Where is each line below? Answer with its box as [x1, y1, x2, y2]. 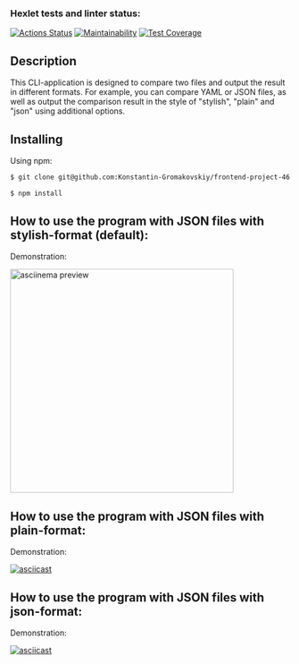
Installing [10, 132, 63, 147]
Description [10, 53, 77, 69]
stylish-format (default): [10, 227, 149, 243]
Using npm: [10, 155, 53, 166]
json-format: [10, 603, 83, 619]
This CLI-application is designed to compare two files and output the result [10, 77, 286, 88]
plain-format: [10, 523, 87, 538]
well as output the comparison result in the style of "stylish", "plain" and [10, 97, 275, 107]
